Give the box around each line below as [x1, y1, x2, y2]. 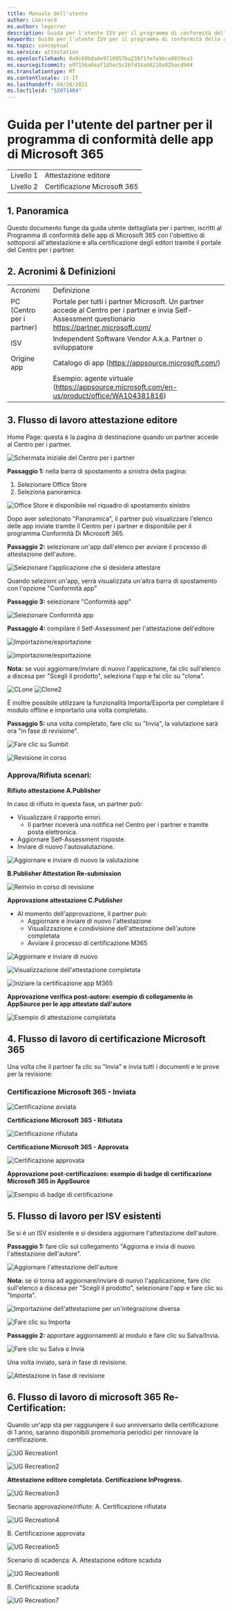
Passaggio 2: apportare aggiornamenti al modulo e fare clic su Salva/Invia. [7, 1331, 220, 1339]
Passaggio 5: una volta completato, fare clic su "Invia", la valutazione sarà [7, 719, 219, 727]
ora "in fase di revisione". [7, 727, 79, 735]
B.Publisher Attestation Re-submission [7, 869, 122, 877]
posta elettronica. [27, 828, 78, 836]
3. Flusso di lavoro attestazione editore [7, 414, 178, 426]
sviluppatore [52, 342, 94, 352]
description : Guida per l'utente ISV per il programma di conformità [7, 29, 212, 37]
